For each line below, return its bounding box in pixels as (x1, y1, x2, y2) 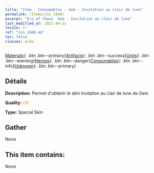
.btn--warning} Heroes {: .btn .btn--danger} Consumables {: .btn (5, 57, 131, 64)
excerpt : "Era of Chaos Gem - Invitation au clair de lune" (5, 16, 132, 21)
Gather (5, 123, 27, 131)
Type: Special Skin (5, 109, 43, 115)
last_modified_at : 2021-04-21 (5, 21, 67, 26)
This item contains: (5, 150, 65, 159)
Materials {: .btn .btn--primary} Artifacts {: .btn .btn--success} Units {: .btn (5, 52, 149, 58)
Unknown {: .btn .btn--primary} (14, 63, 76, 69)
